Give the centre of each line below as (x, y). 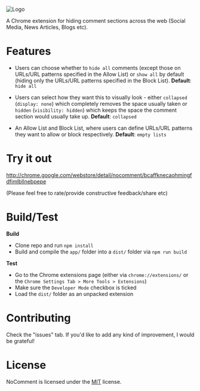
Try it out (29, 159)
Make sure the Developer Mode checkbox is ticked (76, 288)
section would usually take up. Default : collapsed (76, 116)
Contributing (39, 318)
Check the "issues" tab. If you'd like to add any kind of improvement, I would (100, 334)
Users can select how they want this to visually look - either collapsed (101, 97)
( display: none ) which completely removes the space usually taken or (101, 103)
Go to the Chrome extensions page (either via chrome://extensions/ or (101, 274)
